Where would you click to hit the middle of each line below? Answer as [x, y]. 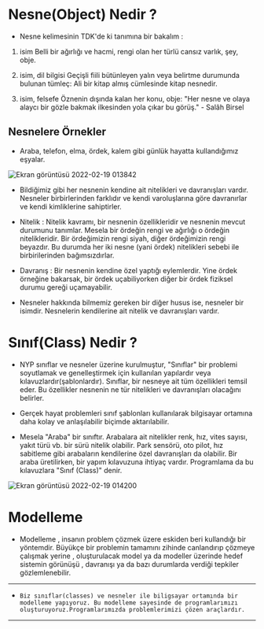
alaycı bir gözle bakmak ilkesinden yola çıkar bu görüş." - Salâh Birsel [132, 107]
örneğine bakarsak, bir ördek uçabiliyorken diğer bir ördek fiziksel [126, 279]
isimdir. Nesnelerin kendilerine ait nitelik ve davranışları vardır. [119, 311]
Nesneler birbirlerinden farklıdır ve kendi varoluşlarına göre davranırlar [133, 198]
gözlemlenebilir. [45, 572]
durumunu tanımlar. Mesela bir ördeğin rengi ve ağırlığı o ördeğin [125, 230]
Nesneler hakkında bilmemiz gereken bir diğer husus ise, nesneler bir [132, 302]
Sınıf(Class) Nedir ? [73, 342]
